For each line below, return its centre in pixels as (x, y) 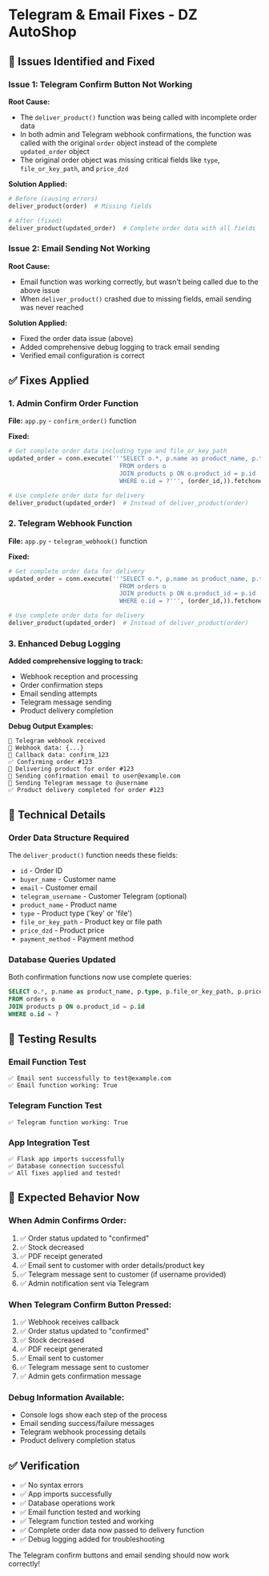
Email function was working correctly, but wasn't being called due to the (139, 282)
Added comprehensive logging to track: (76, 661)
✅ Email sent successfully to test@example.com (90, 1078)
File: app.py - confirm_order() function (72, 421)
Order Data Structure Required (69, 838)
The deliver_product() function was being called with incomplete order (139, 117)
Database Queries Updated (62, 959)
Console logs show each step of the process (94, 1415)
